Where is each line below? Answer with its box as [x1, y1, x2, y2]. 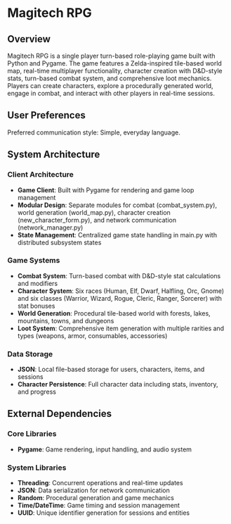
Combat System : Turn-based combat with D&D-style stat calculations [17, 271, 221, 280]
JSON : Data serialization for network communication [17, 486, 170, 494]
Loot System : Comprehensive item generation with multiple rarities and [17, 324, 225, 332]
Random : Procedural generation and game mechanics [17, 494, 174, 502]
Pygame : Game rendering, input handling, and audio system [17, 445, 192, 454]
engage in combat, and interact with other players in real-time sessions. [7, 89, 216, 97]
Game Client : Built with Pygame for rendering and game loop [17, 185, 194, 194]
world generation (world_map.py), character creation [17, 208, 171, 216]
